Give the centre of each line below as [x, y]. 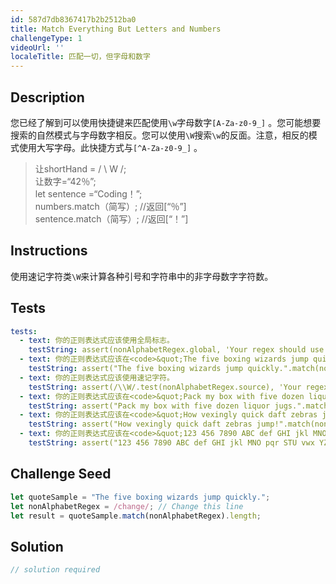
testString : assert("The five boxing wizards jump [136, 369]
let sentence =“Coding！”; [88, 193]
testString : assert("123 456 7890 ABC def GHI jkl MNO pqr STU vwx [171, 443]
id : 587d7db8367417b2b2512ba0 [73, 19]
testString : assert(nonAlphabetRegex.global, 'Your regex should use [176, 350]
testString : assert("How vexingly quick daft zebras [140, 424]
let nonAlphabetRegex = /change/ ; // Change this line [127, 506]
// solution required [55, 570]
